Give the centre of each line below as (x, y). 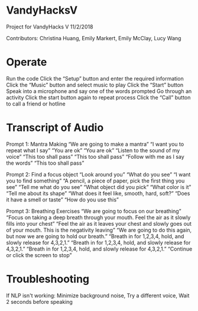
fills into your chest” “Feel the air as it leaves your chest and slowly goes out (99, 223)
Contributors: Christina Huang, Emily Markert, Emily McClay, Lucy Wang (94, 38)
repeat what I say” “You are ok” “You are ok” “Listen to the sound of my (93, 150)
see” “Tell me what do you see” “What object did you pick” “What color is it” (99, 187)
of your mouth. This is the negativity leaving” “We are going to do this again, (99, 230)
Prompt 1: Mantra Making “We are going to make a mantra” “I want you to (95, 144)
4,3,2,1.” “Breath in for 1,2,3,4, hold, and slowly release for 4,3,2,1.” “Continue (99, 249)
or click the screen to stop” (39, 255)
